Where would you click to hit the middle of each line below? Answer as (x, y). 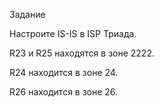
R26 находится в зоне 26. (64, 92)
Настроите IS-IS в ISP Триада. (73, 33)
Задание (27, 14)
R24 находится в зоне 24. (64, 72)
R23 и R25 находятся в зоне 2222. (82, 53)
